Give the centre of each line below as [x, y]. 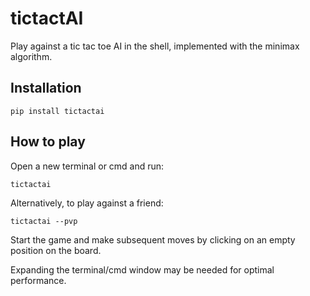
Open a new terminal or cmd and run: [87, 166]
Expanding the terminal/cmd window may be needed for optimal [142, 269]
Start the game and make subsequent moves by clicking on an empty [153, 239]
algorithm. [31, 56]
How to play [48, 142]
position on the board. [56, 250]
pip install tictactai [57, 111]
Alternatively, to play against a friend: [87, 203]
